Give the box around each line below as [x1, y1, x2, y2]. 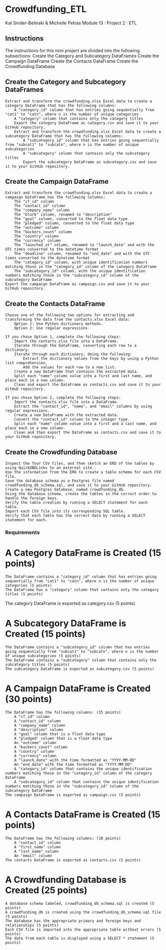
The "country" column [14, 234, 59, 239]
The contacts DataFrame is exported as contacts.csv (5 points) [5, 858, 141, 863]
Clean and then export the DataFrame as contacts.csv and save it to [14, 430, 162, 435]
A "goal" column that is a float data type [14, 731, 106, 736]
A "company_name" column [14, 723, 66, 728]
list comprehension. [5, 361, 48, 365]
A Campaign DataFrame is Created [5, 683, 151, 694]
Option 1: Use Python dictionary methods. [14, 321, 103, 326]
